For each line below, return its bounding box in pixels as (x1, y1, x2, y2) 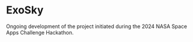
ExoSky (6, 3, 44, 17)
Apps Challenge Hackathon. (6, 29, 74, 36)
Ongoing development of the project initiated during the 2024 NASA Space (6, 23, 188, 30)
